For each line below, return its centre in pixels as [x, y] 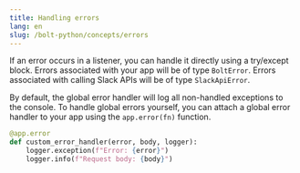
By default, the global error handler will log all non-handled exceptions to [146, 97]
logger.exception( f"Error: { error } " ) [98, 151]
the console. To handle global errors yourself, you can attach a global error [150, 107]
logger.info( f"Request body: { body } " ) [99, 159]
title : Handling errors [55, 18]
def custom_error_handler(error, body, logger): [103, 142]
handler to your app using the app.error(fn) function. [110, 117]
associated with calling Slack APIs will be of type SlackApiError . [130, 80]
